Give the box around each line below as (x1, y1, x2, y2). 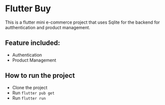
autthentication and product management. (5, 24, 90, 30)
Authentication (12, 52, 42, 58)
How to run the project (5, 71, 75, 80)
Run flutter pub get (12, 90, 55, 96)
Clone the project (12, 84, 48, 90)
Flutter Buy (5, 3, 51, 14)
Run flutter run (12, 95, 46, 101)
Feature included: (5, 39, 60, 47)
